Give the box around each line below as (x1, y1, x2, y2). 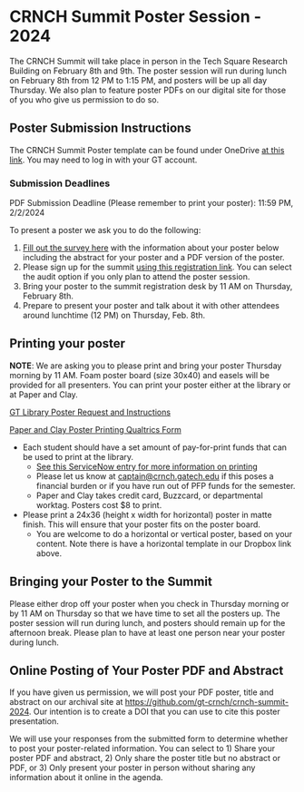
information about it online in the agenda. (9, 772, 163, 783)
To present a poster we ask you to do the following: (9, 225, 201, 236)
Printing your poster (9, 336, 125, 351)
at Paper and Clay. (9, 388, 79, 400)
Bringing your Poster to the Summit (9, 574, 213, 590)
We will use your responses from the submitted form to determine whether (9, 733, 289, 745)
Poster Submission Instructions (9, 121, 192, 136)
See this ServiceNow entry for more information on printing (35, 461, 259, 472)
